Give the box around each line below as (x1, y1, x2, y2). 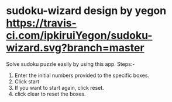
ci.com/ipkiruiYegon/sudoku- (6, 29, 153, 42)
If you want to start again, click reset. (14, 84, 104, 91)
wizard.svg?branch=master (6, 41, 145, 55)
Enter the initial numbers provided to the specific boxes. (14, 72, 150, 79)
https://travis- (6, 16, 77, 30)
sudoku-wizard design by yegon (6, 4, 167, 17)
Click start (14, 78, 40, 85)
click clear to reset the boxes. (14, 90, 86, 97)
